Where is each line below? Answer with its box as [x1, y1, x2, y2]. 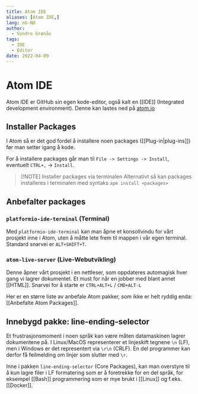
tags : [6, 36, 20, 42]
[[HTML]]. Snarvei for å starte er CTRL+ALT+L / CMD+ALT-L [6, 282, 142, 289]
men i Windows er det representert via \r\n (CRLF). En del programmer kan [6, 345, 191, 352]
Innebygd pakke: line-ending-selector [6, 316, 150, 327]
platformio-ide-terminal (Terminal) [6, 215, 110, 223]
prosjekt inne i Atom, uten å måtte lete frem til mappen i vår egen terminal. [6, 234, 187, 241]
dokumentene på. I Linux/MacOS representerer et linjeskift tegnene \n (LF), [6, 339, 190, 346]
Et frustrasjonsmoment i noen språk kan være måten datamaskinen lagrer [6, 332, 186, 339]
